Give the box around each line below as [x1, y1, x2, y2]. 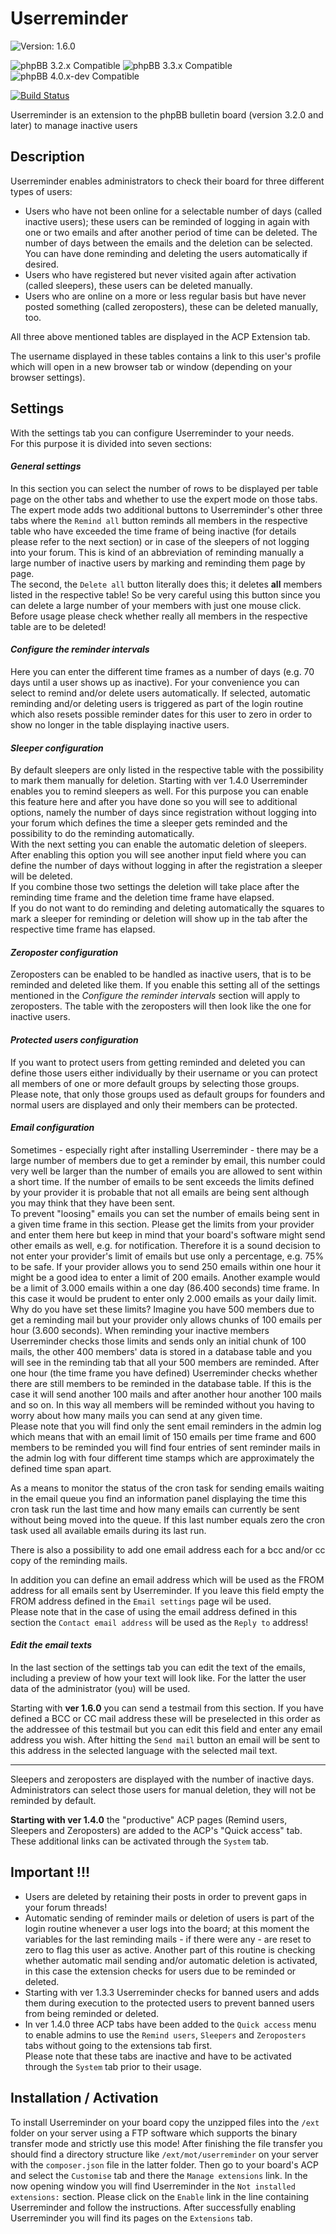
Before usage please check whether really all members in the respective [10, 610, 308, 622]
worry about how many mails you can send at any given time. [10, 1409, 263, 1421]
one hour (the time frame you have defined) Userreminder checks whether [10, 1367, 318, 1379]
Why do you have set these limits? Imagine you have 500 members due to [10, 1303, 315, 1315]
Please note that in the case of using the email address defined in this [10, 1605, 298, 1617]
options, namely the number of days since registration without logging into [10, 807, 317, 819]
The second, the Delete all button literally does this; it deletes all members [10, 578, 323, 590]
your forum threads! [24, 1901, 108, 1913]
